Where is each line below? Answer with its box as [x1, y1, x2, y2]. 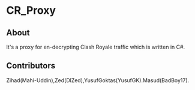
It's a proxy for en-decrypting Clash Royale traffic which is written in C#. [6, 43, 185, 50]
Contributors [6, 61, 56, 71]
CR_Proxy [6, 4, 56, 17]
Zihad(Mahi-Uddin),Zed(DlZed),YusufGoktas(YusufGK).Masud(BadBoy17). [6, 76, 190, 84]
